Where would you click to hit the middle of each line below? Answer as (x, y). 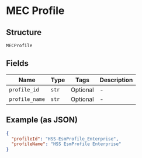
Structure (24, 32)
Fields (18, 63)
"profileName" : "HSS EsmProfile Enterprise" (66, 144)
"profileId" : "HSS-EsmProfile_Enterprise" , (65, 139)
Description (116, 80)
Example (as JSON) (42, 120)
